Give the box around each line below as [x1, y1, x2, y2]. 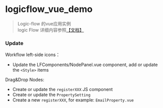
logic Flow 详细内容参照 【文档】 [17, 26, 84, 33]
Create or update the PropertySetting [12, 91, 91, 98]
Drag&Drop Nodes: [5, 76, 44, 83]
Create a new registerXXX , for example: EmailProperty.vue [12, 97, 134, 103]
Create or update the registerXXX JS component [12, 86, 113, 92]
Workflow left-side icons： [5, 51, 60, 58]
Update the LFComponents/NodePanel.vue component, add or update [12, 61, 158, 68]
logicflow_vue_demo [5, 3, 93, 15]
